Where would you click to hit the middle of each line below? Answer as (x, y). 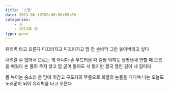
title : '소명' (19, 10)
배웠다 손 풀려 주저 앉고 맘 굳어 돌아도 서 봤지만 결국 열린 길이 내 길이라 (81, 66)
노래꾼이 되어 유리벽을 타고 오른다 (39, 83)
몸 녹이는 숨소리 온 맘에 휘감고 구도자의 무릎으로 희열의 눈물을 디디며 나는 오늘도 (85, 77)
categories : (18, 19)
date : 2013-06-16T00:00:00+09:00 (41, 15)
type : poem (17, 34)
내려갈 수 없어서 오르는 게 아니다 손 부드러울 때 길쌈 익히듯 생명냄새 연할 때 (79, 60)
